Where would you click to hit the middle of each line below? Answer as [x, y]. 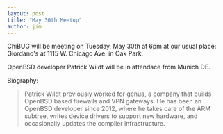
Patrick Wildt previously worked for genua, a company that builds [118, 94]
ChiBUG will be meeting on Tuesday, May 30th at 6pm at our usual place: [112, 47]
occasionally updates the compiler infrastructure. [94, 124]
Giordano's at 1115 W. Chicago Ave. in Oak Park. [75, 53]
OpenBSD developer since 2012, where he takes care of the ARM [117, 109]
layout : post [26, 14]
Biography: [23, 81]
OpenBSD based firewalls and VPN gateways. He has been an [113, 101]
